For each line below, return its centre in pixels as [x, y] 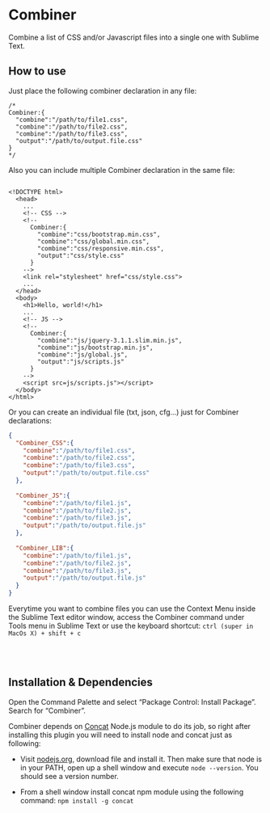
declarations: [30, 420]
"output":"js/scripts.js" [81, 361]
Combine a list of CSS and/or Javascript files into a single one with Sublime [134, 37]
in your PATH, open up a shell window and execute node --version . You [139, 767]
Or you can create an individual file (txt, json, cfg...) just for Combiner [124, 412]
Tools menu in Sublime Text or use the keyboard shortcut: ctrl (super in [131, 626]
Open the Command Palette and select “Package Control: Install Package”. [132, 701]
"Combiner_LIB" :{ [45, 548]
